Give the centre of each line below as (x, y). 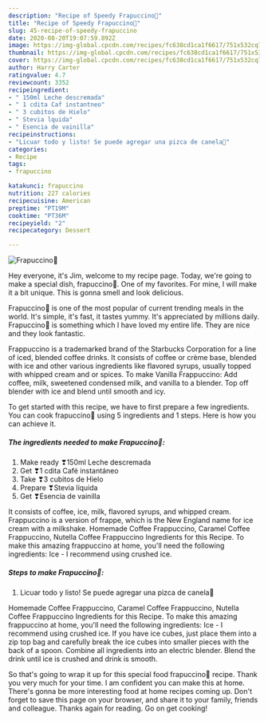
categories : (28, 149)
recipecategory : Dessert (49, 231)
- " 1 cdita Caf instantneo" (57, 105)
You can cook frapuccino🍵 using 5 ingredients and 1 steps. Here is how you (132, 415)
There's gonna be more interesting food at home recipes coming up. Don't (130, 691)
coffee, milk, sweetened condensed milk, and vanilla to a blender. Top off (128, 383)
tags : (17, 164)
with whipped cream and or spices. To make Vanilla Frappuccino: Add (123, 374)
